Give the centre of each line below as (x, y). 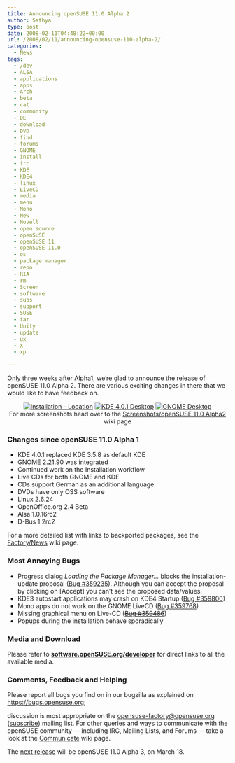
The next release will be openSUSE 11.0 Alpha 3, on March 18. (96, 752)
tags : (15, 59)
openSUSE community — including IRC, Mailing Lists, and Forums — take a (115, 731)
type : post (23, 27)
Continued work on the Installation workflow (81, 470)
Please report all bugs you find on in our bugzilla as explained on (100, 695)
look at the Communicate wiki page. (59, 738)
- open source (34, 228)
